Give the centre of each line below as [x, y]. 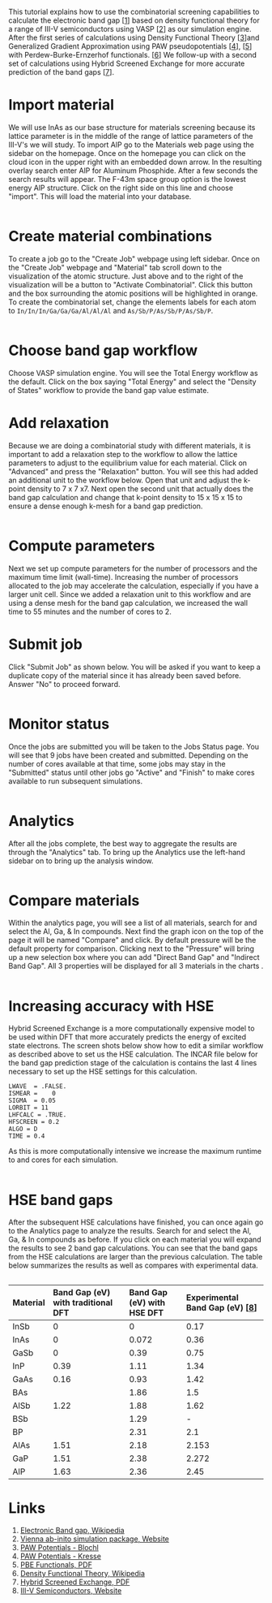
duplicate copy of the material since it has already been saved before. [125, 675]
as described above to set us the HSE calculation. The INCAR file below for [133, 1054]
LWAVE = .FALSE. [38, 1087]
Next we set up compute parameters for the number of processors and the [133, 568]
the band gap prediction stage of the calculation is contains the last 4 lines [133, 1063]
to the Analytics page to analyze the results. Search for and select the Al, [130, 1231]
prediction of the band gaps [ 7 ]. [62, 72]
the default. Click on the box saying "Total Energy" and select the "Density [132, 382]
